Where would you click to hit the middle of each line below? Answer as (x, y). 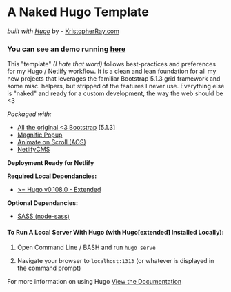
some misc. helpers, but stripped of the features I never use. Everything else (116, 86)
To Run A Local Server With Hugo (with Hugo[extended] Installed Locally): (115, 232)
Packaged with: (29, 114)
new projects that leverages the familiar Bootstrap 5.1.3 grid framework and (114, 79)
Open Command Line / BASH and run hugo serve (87, 247)
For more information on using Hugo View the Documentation (94, 282)
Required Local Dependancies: (52, 176)
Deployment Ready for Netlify (51, 163)
